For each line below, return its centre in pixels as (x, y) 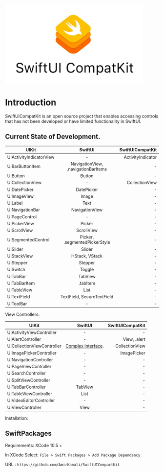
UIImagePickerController (32, 353)
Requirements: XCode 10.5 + (34, 445)
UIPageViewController (29, 366)
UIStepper (17, 263)
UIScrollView (20, 230)
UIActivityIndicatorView (31, 157)
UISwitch (16, 270)
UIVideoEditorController (31, 401)
